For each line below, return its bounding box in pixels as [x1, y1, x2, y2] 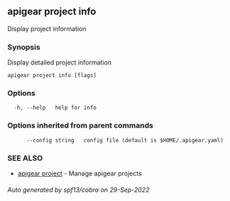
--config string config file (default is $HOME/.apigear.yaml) [26, 137, 224, 144]
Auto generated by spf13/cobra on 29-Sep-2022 [7, 185, 150, 194]
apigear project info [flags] [7, 72, 97, 79]
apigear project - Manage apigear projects [17, 169, 142, 178]
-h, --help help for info [13, 104, 97, 112]
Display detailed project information [7, 58, 112, 67]
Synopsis [7, 42, 40, 52]
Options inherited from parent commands [7, 120, 154, 130]
